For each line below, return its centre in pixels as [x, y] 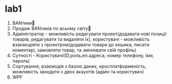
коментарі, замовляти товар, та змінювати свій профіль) [74, 50]
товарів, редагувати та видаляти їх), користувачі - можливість [81, 39]
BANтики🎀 [24, 23]
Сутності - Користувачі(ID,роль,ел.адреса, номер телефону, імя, [83, 55]
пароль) [21, 61]
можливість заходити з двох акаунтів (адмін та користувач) [78, 71]
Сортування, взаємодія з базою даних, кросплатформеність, [79, 66]
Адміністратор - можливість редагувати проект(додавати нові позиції [89, 34]
